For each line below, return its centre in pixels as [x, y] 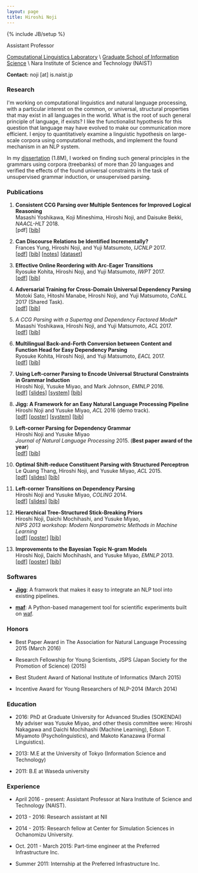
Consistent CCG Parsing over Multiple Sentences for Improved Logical [103, 205]
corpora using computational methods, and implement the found [99, 140]
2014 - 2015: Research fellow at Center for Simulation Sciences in [95, 828]
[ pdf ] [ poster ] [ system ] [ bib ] [49, 417]
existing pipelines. [37, 596]
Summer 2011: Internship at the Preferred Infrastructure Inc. [88, 864]
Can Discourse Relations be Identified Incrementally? [82, 241]
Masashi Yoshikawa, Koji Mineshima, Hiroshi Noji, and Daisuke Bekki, [99, 218]
